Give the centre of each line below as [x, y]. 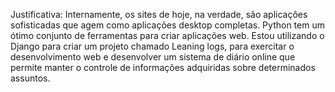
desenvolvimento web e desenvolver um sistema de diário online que [153, 57]
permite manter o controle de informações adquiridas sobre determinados [163, 67]
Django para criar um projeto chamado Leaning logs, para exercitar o [152, 46]
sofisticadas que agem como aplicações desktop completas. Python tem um [167, 25]
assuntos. [30, 78]
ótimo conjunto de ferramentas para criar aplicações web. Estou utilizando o [167, 35]
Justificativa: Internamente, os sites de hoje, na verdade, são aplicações [159, 14]
